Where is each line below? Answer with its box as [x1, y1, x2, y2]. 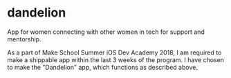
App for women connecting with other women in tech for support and [7, 28, 205, 36]
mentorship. [7, 35, 41, 43]
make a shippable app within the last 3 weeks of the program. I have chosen [7, 55, 225, 64]
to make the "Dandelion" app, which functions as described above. [7, 63, 198, 71]
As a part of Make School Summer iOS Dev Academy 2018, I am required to [7, 48, 222, 57]
